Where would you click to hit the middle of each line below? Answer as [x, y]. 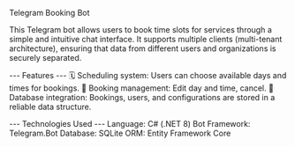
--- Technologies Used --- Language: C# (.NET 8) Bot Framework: [130, 124]
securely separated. [45, 58]
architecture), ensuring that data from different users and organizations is [143, 48]
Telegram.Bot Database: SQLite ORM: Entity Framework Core [120, 133]
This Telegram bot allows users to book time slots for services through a [140, 29]
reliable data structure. [50, 107]
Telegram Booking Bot [49, 13]
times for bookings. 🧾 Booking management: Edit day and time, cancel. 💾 [141, 88]
